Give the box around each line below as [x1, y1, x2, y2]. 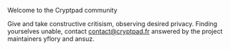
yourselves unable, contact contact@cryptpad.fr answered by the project [7, 27, 223, 35]
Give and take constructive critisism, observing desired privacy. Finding [7, 20, 218, 27]
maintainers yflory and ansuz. [7, 35, 95, 43]
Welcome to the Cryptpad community [7, 6, 117, 14]
